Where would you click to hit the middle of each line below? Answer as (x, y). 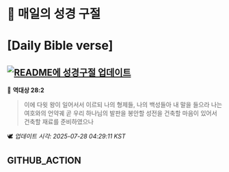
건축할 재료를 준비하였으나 (59, 122)
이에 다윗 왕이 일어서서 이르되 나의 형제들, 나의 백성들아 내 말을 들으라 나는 (123, 105)
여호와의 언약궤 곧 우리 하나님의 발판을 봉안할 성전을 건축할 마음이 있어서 (120, 113)
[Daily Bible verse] (60, 46)
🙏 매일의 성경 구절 (54, 14)
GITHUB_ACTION (44, 160)
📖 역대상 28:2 (26, 90)
